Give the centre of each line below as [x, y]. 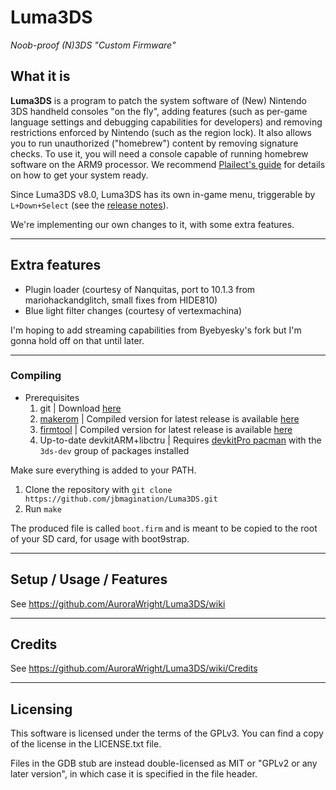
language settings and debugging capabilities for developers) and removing [166, 122]
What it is [40, 76]
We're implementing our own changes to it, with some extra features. [152, 224]
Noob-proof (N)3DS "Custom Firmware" [93, 45]
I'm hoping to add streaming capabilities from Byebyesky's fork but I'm [156, 330]
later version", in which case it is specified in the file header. [134, 774]
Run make [43, 508]
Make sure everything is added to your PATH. [103, 470]
